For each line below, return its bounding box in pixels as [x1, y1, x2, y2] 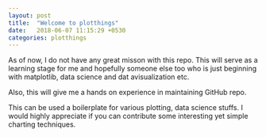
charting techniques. [8, 120, 76, 129]
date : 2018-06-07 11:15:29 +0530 [8, 26, 126, 34]
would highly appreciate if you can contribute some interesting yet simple [8, 112, 249, 121]
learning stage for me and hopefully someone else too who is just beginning [8, 64, 257, 74]
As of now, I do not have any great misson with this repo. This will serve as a [8, 55, 258, 65]
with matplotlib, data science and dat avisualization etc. [8, 72, 190, 82]
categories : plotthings [8, 33, 87, 42]
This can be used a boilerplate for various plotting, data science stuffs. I [8, 103, 244, 112]
